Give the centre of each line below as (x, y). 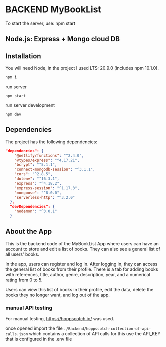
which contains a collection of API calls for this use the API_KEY (95, 334)
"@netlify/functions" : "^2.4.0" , (49, 155)
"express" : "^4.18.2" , (38, 183)
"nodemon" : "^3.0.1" (36, 211)
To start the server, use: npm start (40, 23)
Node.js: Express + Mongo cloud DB (63, 39)
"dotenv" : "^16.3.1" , (37, 179)
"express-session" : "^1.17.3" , (47, 188)
